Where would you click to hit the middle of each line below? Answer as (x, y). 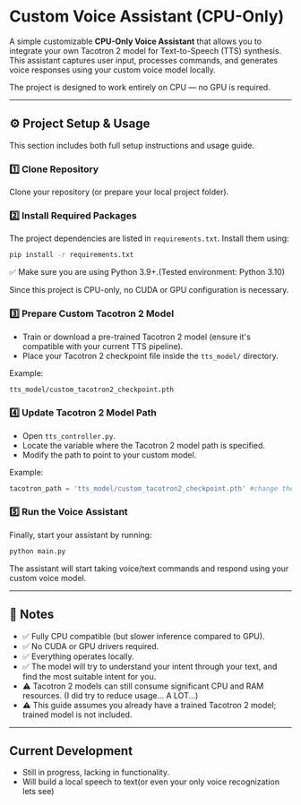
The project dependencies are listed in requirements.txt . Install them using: (149, 238)
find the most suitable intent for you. (89, 676)
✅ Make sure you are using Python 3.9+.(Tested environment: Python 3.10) (147, 272)
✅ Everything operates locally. (78, 656)
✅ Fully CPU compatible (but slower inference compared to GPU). (143, 636)
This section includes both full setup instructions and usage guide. (132, 145)
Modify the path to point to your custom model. (109, 455)
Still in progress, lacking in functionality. (96, 773)
